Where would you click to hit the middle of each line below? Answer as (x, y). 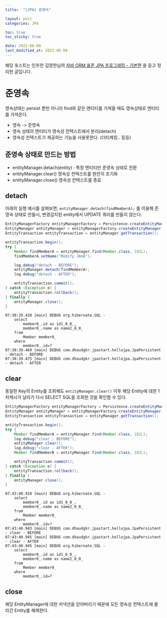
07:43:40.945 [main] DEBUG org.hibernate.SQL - (55, 546)
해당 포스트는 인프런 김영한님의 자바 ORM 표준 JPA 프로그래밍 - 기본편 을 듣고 (81, 65)
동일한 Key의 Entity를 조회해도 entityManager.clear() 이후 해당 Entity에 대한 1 (83, 391)
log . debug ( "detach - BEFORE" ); (46, 265)
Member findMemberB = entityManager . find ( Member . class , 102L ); (81, 453)
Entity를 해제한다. (31, 611)
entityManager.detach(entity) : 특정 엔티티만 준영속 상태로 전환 (75, 168)
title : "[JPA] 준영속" (28, 10)
